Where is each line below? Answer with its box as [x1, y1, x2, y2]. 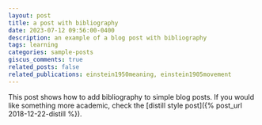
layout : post [8, 11, 51, 20]
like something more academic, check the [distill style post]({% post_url [8, 100, 243, 110]
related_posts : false [8, 63, 80, 71]
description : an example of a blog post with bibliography [8, 33, 207, 42]
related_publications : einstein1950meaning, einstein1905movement [8, 70, 232, 78]
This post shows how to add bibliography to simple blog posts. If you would [8, 92, 255, 101]
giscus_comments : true [8, 56, 83, 64]
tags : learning [8, 41, 59, 49]
